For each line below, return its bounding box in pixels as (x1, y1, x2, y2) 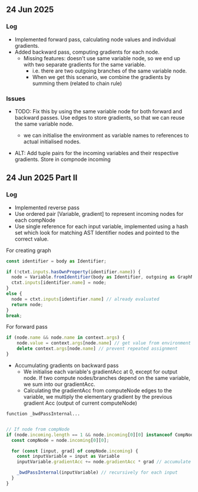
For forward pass (6, 323, 48, 330)
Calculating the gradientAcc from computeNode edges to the (23, 386, 172, 394)
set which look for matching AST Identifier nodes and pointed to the (14, 229, 180, 236)
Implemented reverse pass (14, 204, 80, 211)
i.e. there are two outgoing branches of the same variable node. (32, 67, 187, 74)
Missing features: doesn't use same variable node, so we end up (23, 54, 181, 61)
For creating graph (6, 247, 51, 254)
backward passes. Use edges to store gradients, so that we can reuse (14, 114, 185, 121)
